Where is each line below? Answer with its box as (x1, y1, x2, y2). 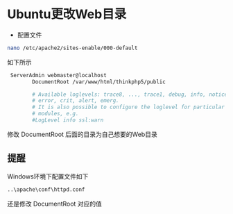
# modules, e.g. (32, 110, 79, 117)
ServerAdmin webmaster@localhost (10, 72, 107, 79)
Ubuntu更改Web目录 (7, 6, 127, 22)
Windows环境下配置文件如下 (7, 172, 89, 181)
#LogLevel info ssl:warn (32, 117, 104, 124)
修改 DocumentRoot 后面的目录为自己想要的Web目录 (7, 130, 157, 138)
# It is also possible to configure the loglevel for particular (32, 104, 225, 111)
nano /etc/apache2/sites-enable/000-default (7, 44, 138, 51)
